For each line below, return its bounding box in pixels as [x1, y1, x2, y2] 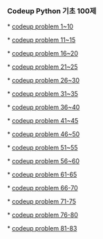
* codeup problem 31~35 [7, 90, 78, 98]
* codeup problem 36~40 [7, 103, 80, 112]
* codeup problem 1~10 [7, 22, 74, 31]
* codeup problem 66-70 [7, 184, 78, 192]
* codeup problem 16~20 [7, 49, 78, 58]
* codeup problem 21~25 [7, 63, 78, 71]
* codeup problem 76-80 [7, 211, 78, 220]
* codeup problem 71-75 [7, 197, 77, 206]
